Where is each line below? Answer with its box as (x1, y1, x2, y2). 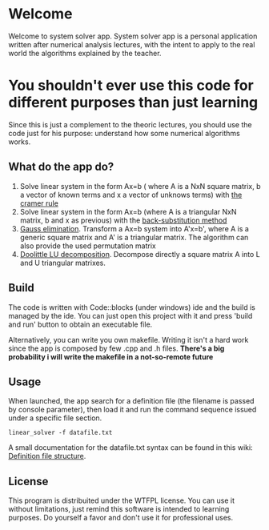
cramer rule (19, 198, 58, 208)
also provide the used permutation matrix (19, 241, 156, 251)
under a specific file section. (8, 413, 102, 423)
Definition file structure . (8, 452, 86, 461)
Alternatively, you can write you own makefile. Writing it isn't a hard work (8, 335, 249, 344)
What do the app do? (8, 160, 114, 174)
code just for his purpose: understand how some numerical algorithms (8, 128, 240, 138)
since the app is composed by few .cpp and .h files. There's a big (8, 343, 225, 353)
